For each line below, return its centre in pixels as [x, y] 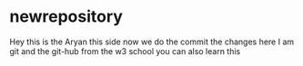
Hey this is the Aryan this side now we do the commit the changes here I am [152, 42]
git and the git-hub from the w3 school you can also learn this [125, 51]
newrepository [66, 17]
